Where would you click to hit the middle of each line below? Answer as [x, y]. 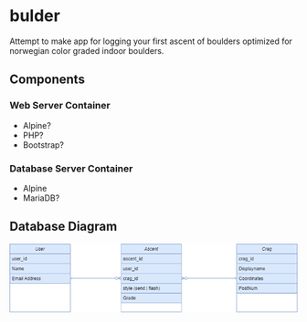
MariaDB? [41, 198]
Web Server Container [60, 106]
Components [47, 80]
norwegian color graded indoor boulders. [87, 50]
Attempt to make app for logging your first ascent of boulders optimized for [151, 41]
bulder [35, 16]
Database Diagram [64, 227]
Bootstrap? [43, 145]
